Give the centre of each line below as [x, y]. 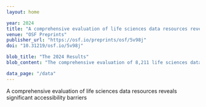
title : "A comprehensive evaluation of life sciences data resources [97, 29]
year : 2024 [20, 23]
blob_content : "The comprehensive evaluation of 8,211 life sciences [97, 62]
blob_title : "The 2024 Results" [48, 57]
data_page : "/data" [31, 73]
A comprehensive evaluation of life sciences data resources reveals [92, 91]
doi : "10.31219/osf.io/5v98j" [45, 46]
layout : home [23, 12]
